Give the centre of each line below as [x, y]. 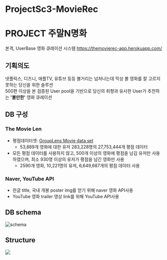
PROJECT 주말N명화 [46, 34]
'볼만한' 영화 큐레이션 [31, 97]
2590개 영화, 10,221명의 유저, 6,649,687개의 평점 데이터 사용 [80, 165]
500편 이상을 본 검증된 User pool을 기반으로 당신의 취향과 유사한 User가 [76, 91]
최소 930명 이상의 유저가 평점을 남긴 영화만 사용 [78, 159]
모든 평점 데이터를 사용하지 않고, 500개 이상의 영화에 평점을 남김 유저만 [82, 153]
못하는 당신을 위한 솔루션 [29, 85]
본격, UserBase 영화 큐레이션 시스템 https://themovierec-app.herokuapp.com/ [84, 48]
